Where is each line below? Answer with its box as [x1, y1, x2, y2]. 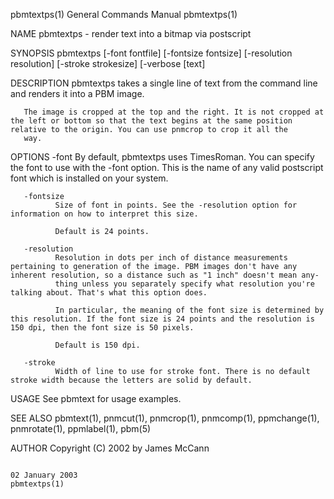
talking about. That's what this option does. [10, 288, 208, 298]
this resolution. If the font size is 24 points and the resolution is [10, 314, 315, 324]
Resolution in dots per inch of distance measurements [54, 253, 288, 263]
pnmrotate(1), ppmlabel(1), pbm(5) [10, 423, 152, 434]
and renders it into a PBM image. [10, 88, 145, 99]
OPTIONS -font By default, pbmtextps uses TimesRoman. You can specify [10, 151, 315, 163]
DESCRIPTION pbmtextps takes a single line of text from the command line [10, 77, 318, 89]
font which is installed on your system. [10, 172, 169, 184]
